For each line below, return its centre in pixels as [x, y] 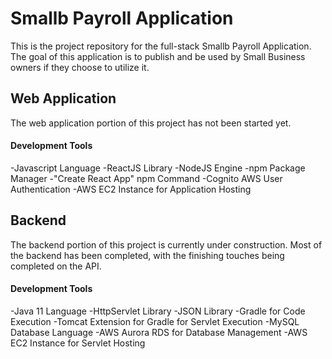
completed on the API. [56, 266]
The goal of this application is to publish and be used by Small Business [158, 56]
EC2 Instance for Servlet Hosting [78, 343]
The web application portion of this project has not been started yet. [151, 123]
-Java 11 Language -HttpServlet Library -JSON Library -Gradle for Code [158, 311]
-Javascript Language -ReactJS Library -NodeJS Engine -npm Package [158, 168]
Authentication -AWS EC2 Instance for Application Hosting [131, 189]
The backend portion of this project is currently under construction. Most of [166, 244]
